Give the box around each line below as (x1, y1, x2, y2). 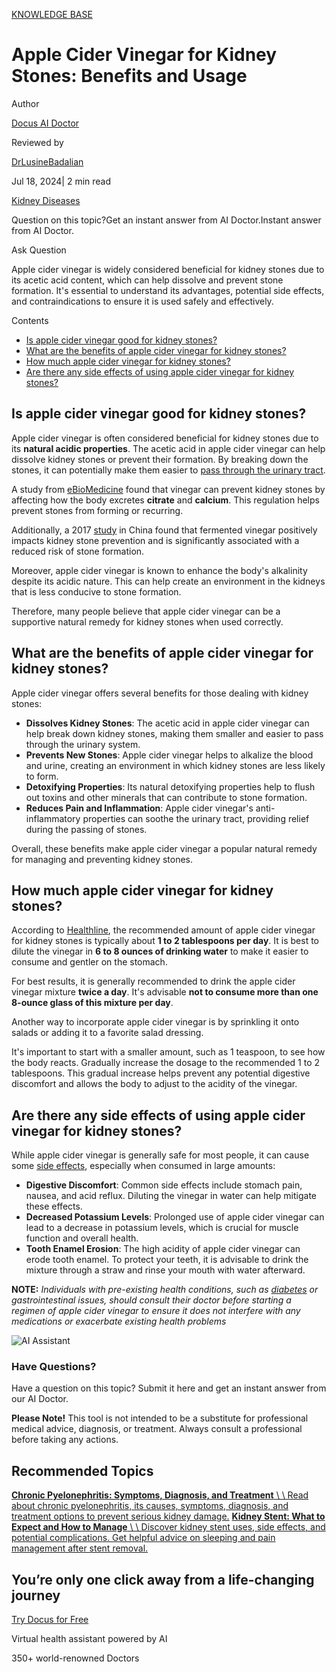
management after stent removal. (11, 1542, 149, 1554)
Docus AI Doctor (11, 117, 80, 129)
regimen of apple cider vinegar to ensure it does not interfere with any (11, 1305, 301, 1317)
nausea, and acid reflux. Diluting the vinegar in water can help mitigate (25, 1190, 317, 1202)
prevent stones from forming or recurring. (11, 504, 184, 516)
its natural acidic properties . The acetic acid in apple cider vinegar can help (11, 442, 326, 454)
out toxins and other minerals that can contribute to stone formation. (25, 791, 308, 803)
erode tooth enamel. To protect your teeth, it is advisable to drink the (25, 1254, 309, 1266)
